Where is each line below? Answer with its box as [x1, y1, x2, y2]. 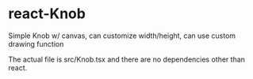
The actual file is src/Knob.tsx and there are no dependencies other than [8, 55, 246, 64]
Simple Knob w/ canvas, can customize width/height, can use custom [8, 31, 236, 40]
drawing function [8, 39, 64, 48]
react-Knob [8, 5, 86, 23]
